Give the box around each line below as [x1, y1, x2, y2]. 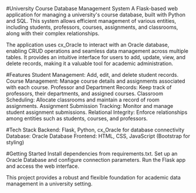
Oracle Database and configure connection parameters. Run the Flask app [6, 157, 186, 163]
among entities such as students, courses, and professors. [6, 115, 148, 122]
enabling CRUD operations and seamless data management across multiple [6, 48, 189, 55]
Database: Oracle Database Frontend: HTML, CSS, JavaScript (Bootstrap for [6, 133, 191, 140]
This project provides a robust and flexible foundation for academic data [6, 174, 181, 181]
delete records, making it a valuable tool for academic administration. [6, 60, 173, 67]
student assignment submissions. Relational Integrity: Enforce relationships [6, 109, 188, 116]
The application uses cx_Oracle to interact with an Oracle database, [6, 41, 170, 48]
